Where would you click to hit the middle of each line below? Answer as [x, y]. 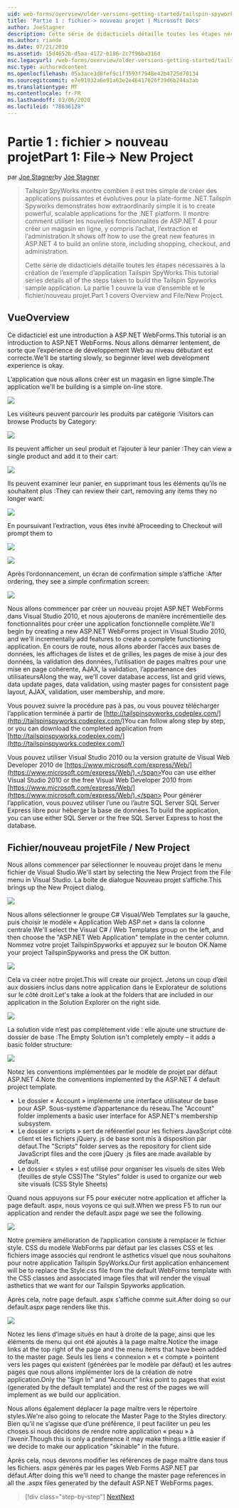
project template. [32, 1087]
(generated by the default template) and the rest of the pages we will [108, 1388]
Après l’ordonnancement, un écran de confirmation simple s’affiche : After [115, 574]
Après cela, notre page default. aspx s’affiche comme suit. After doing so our [119, 1300]
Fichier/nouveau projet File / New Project [99, 848]
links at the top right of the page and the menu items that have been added [117, 1349]
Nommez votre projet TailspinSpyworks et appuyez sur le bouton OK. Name [117, 945]
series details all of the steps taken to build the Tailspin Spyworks [121, 280]
